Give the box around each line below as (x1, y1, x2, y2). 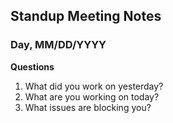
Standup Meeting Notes (10, 8, 162, 25)
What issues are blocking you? (24, 101, 152, 113)
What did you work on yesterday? (24, 80, 164, 92)
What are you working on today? (24, 90, 160, 103)
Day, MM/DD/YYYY (10, 38, 107, 52)
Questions (10, 60, 55, 73)
